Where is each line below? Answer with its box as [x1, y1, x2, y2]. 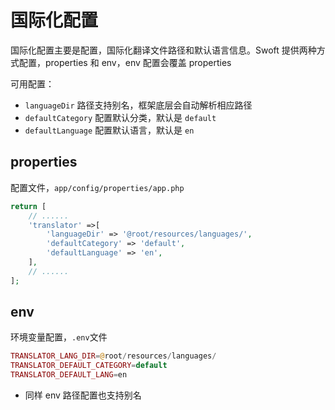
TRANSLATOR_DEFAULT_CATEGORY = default [10, 361, 168, 371]
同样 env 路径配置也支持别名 [24, 389, 142, 401]
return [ [10, 201, 47, 211]
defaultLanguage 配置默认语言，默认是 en [24, 124, 195, 136]
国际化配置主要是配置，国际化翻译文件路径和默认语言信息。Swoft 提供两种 [10, 44, 317, 56]
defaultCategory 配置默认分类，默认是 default [24, 111, 217, 123]
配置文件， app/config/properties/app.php [10, 181, 185, 193]
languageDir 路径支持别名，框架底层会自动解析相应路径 [24, 99, 253, 111]
